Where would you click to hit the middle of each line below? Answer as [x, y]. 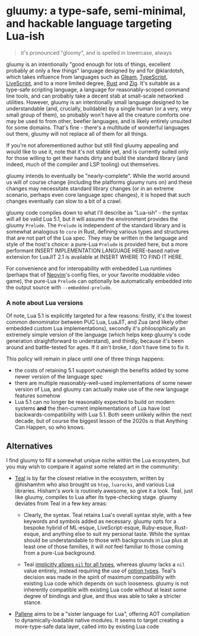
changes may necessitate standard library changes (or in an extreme [90, 188]
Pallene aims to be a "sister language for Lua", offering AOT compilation [102, 614]
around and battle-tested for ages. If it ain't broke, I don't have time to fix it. [98, 347]
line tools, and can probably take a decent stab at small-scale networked [95, 96]
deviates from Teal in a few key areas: [61, 503]
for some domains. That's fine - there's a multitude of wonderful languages [98, 127]
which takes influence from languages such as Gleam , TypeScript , [87, 77]
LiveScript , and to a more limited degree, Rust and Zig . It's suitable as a [93, 83]
